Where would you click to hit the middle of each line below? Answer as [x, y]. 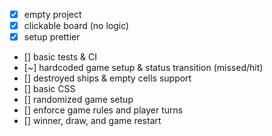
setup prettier [52, 37]
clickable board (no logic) [76, 26]
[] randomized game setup [78, 100]
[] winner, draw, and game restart [92, 121]
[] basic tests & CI [60, 57]
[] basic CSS [49, 89]
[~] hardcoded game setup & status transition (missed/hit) [143, 68]
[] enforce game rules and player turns [103, 110]
